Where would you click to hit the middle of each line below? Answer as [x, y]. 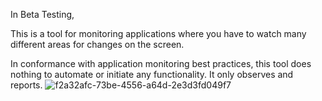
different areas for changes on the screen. [97, 44]
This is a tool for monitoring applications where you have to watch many [158, 33]
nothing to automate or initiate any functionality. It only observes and [152, 74]
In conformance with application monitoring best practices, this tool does [161, 63]
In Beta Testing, [42, 14]
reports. [26, 85]
